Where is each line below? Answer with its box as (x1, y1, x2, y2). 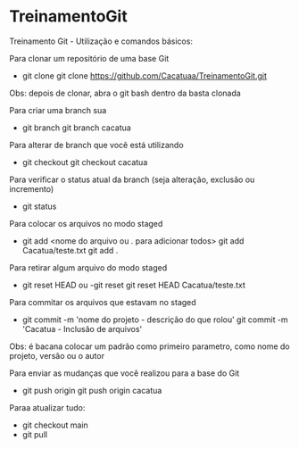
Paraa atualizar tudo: (9, 402, 86, 412)
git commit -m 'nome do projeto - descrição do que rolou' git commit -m (21, 314, 288, 325)
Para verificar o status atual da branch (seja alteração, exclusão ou (9, 174, 255, 185)
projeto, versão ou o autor (9, 350, 105, 361)
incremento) (9, 183, 54, 194)
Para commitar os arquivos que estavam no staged (9, 296, 196, 307)
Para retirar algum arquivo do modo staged (9, 262, 168, 273)
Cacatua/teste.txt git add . (21, 245, 119, 255)
